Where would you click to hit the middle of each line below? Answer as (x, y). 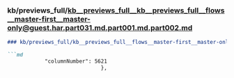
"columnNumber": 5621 (76, 61)
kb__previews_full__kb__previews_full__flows (146, 10)
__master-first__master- (49, 19)
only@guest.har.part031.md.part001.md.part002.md (100, 28)
